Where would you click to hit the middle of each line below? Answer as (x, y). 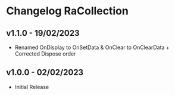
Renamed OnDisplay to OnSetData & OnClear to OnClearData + (92, 47)
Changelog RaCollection (68, 11)
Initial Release (32, 87)
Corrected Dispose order (45, 54)
